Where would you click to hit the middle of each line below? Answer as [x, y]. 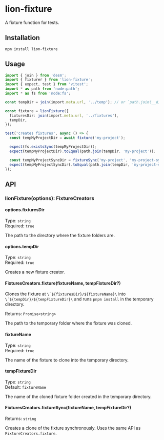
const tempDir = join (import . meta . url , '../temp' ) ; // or [65, 102]
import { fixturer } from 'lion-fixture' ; [49, 80]
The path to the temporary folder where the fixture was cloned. [69, 323]
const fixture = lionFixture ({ [37, 111]
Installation [22, 38]
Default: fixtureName [26, 387]
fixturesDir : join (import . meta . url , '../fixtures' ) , [64, 116]
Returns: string [21, 419]
